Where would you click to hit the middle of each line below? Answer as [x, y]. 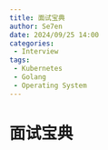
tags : [20, 60]
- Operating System [50, 85]
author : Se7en [36, 26]
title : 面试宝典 [37, 18]
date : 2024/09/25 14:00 [54, 35]
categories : [32, 43]
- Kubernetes [38, 69]
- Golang [30, 77]
